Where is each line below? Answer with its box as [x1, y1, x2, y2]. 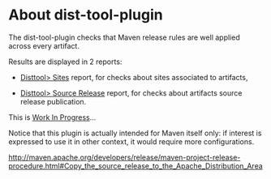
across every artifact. [8, 40, 80, 50]
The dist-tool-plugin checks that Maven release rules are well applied [8, 32, 241, 42]
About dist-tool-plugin [8, 6, 164, 24]
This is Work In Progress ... [8, 112, 97, 122]
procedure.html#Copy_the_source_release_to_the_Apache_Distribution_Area [8, 160, 264, 171]
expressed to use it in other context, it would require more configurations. [8, 136, 255, 147]
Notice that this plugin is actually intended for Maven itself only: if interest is [8, 128, 262, 138]
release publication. [19, 96, 87, 106]
